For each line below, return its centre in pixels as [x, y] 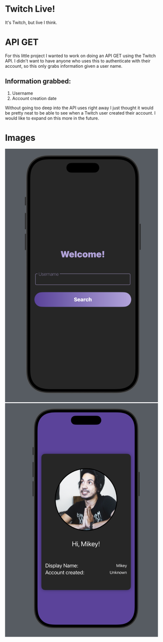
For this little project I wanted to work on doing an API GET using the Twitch [81, 56]
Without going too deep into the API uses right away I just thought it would [79, 108]
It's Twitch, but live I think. [31, 22]
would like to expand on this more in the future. [52, 118]
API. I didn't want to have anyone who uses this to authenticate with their [78, 61]
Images [20, 138]
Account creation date [34, 98]
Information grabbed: [38, 81]
